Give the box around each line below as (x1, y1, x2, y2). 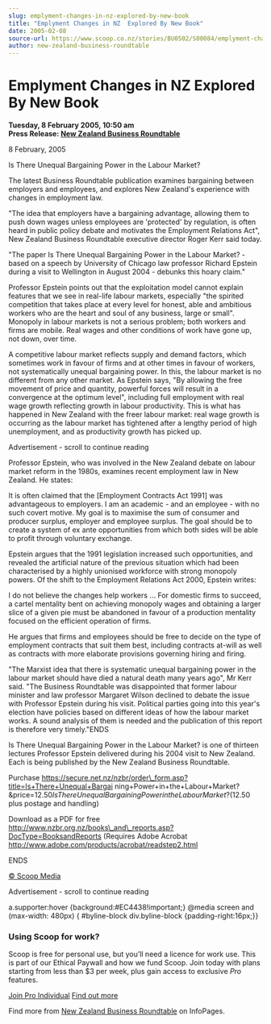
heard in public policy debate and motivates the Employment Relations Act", (8, 226, 261, 235)
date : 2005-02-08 (8, 27, 67, 35)
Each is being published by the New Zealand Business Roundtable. (8, 757, 231, 767)
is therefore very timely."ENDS (8, 725, 109, 735)
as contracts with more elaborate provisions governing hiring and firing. (8, 649, 247, 659)
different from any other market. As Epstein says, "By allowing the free (8, 376, 243, 385)
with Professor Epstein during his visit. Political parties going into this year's (8, 699, 261, 709)
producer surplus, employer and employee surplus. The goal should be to (8, 517, 252, 527)
